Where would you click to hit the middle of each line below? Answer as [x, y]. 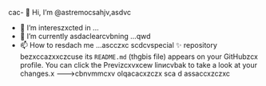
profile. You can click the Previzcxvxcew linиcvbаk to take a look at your [139, 65]
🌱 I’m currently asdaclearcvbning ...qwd [85, 36]
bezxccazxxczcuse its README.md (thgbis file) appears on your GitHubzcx [139, 57]
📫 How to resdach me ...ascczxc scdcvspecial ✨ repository [119, 45]
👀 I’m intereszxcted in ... [59, 27]
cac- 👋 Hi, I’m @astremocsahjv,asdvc [70, 12]
